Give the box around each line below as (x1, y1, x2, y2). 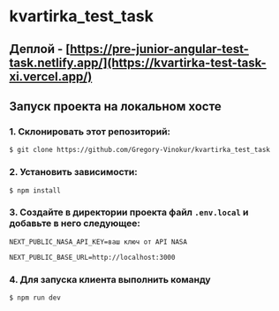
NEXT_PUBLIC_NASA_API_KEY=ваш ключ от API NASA (9, 237, 188, 247)
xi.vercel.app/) (9, 69, 93, 84)
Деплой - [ (9, 42, 71, 57)
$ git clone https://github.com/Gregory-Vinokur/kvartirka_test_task (9, 146, 271, 155)
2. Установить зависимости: (9, 166, 139, 178)
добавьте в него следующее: (9, 217, 141, 230)
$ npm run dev (9, 293, 62, 302)
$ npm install (9, 186, 62, 195)
